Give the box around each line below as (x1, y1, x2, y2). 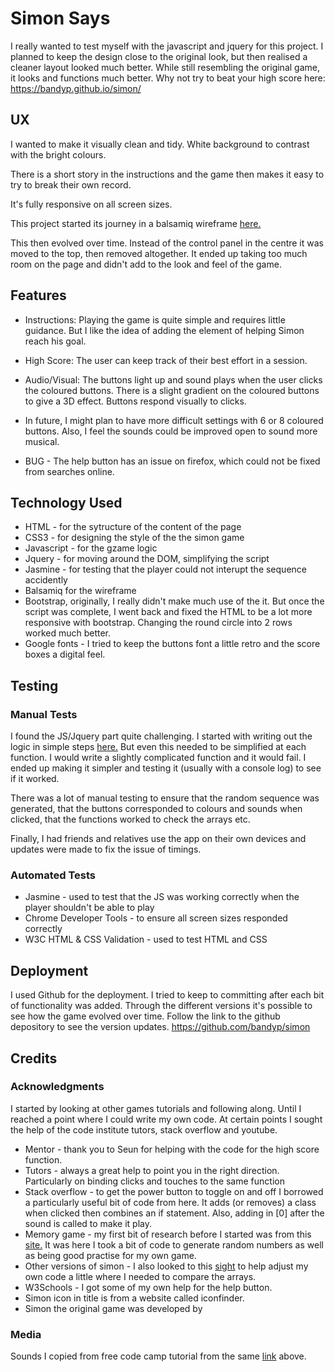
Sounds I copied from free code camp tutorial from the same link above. (10, 1350, 307, 1362)
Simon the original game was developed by (24, 1302, 203, 1314)
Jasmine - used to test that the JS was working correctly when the (24, 891, 300, 903)
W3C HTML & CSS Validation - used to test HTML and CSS (24, 933, 268, 946)
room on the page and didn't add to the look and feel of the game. (10, 258, 282, 270)
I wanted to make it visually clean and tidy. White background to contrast (10, 138, 310, 150)
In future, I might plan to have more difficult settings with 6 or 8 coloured (24, 414, 324, 426)
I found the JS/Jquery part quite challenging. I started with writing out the (10, 730, 313, 742)
